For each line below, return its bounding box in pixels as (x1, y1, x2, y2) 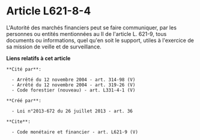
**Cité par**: (6, 66, 42, 72)
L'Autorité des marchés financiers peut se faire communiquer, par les (6, 24, 177, 31)
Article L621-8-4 (6, 4, 91, 18)
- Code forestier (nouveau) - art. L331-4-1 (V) (11, 87, 136, 93)
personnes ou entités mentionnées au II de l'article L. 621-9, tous (6, 30, 167, 37)
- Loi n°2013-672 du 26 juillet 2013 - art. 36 (11, 108, 133, 114)
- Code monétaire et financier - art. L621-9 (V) (11, 129, 138, 135)
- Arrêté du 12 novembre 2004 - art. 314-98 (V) (11, 77, 136, 83)
